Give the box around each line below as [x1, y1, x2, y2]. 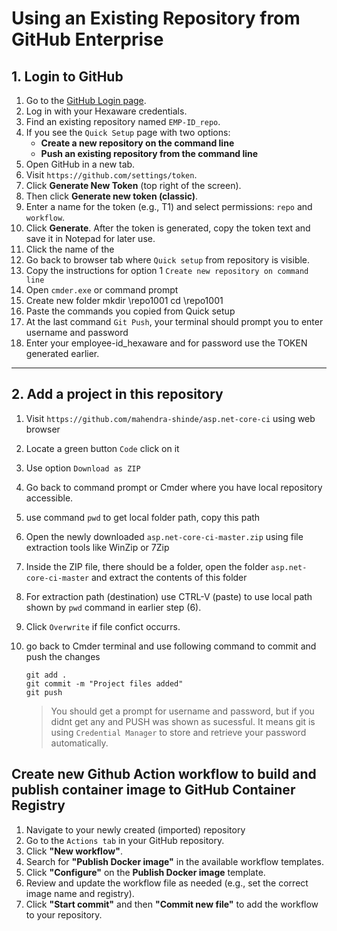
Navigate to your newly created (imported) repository [25, 823, 246, 836]
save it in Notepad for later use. [25, 233, 156, 244]
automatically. [50, 737, 109, 749]
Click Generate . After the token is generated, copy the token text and [25, 222, 311, 234]
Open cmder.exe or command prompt [25, 284, 179, 296]
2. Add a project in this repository [11, 386, 224, 403]
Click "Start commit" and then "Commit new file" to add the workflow [25, 898, 319, 910]
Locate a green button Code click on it [25, 442, 180, 454]
